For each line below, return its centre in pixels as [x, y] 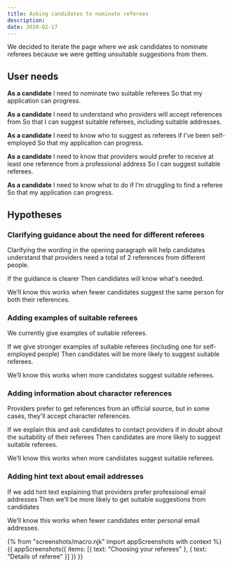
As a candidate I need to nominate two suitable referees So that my [105, 93]
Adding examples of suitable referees [73, 318]
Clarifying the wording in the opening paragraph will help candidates [106, 249]
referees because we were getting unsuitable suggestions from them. [108, 54]
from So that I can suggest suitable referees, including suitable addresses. [115, 122]
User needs [33, 76]
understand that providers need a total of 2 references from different [106, 257]
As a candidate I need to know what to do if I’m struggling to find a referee [115, 185]
